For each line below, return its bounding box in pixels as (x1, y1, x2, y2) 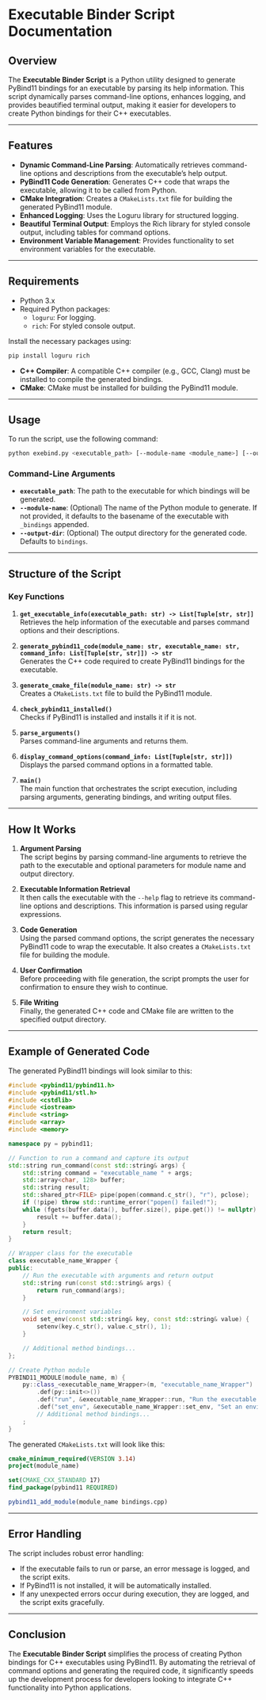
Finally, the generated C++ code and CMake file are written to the (19, 1006, 234, 1015)
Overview (8, 54, 58, 67)
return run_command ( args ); (36, 1286, 126, 1294)
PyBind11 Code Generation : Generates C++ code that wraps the (19, 177, 230, 186)
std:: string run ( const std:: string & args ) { (22, 1278, 172, 1287)
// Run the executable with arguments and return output (22, 1271, 215, 1279)
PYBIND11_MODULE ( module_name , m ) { (8, 1373, 126, 1381)
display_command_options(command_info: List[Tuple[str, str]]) (19, 753, 234, 762)
